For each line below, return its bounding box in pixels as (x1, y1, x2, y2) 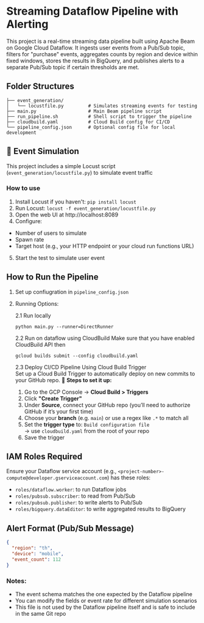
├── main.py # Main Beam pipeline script (6, 108, 163, 114)
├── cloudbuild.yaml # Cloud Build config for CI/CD (6, 119, 171, 125)
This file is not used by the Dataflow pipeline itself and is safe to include (15, 603, 195, 611)
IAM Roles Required (6, 451, 83, 462)
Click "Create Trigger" (24, 394, 82, 402)
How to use (6, 184, 41, 193)
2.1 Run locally (15, 312, 51, 319)
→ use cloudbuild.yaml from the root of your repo (24, 427, 150, 435)
